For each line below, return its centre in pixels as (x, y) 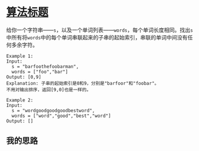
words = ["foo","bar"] (40, 72)
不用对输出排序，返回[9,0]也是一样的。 (49, 90)
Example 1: (20, 56)
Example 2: (20, 100)
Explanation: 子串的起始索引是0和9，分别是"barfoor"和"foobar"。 (83, 83)
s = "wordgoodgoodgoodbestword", (53, 110)
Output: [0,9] (24, 77)
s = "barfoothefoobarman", (45, 66)
